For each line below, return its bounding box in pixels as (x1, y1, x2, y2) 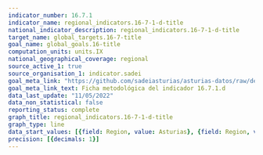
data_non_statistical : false (8, 99, 103, 106)
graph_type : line (8, 121, 65, 128)
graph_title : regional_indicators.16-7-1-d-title (8, 114, 174, 121)
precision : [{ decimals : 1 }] (8, 135, 100, 143)
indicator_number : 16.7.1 (8, 11, 92, 20)
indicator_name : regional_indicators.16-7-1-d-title (8, 19, 184, 27)
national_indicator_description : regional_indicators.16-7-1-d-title (8, 26, 240, 34)
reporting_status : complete (8, 106, 100, 114)
